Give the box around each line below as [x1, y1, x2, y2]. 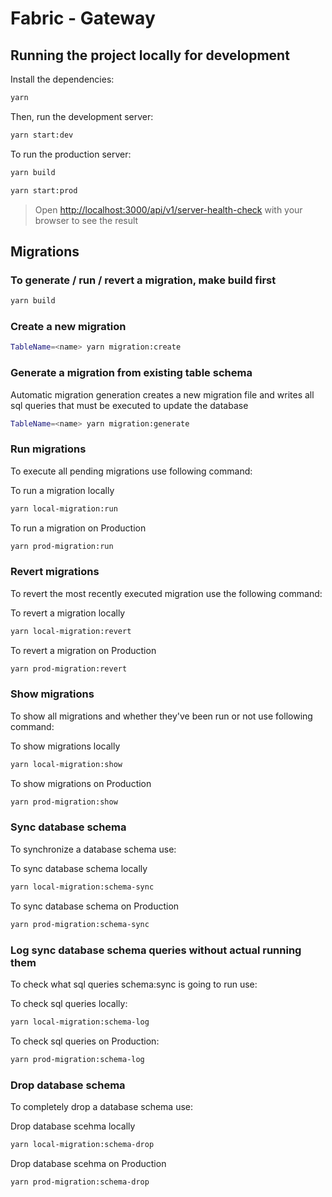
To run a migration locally [10, 484, 115, 496]
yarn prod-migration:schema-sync [10, 919, 150, 929]
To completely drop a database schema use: [10, 1100, 193, 1112]
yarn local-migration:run [10, 503, 118, 514]
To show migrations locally [10, 740, 121, 752]
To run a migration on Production [10, 522, 147, 534]
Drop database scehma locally [10, 1120, 136, 1132]
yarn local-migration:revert [10, 626, 132, 636]
